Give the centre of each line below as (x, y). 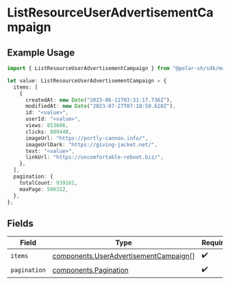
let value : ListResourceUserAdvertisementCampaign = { (87, 80)
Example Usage (41, 53)
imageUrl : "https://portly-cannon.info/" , (87, 138)
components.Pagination (90, 270)
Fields (21, 224)
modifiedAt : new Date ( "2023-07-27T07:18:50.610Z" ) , (100, 106)
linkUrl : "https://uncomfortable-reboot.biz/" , (94, 157)
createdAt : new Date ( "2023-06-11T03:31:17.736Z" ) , (99, 100)
